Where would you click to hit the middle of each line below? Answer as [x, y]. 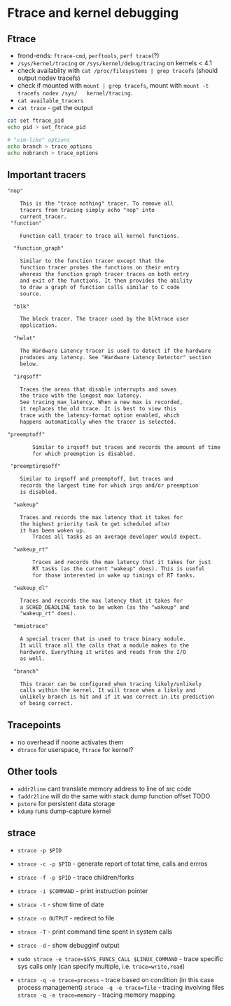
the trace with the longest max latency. [81, 396]
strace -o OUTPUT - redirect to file [66, 918]
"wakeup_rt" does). [48, 614]
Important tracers [47, 174]
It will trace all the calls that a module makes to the [105, 646]
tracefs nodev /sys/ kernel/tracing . [75, 93]
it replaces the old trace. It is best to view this [98, 409]
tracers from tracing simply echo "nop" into [87, 210]
